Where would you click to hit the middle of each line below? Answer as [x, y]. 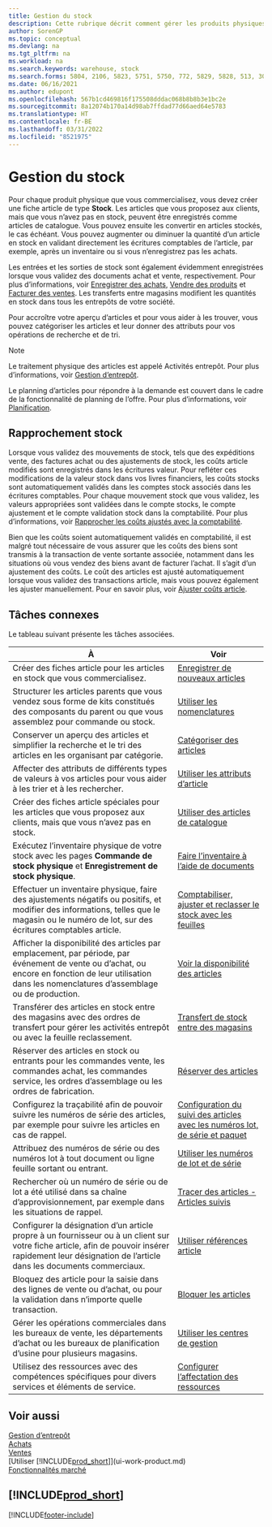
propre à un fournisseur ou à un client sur [91, 1235]
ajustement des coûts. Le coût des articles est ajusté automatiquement [126, 572]
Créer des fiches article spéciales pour [86, 802]
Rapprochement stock [66, 433]
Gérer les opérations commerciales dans [89, 1323]
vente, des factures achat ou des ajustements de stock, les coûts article [128, 461]
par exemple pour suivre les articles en [86, 1125]
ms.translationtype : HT [49, 115]
